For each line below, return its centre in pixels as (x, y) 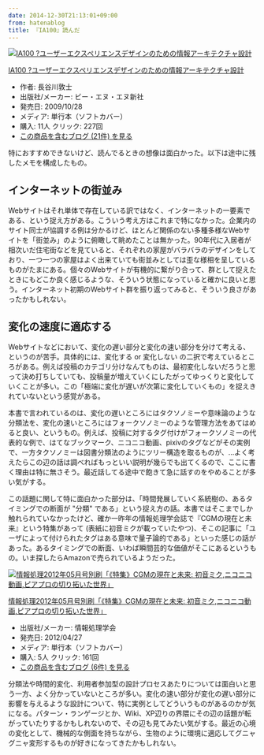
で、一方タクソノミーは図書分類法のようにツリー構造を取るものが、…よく (128, 452)
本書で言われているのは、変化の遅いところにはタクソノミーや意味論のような (132, 413)
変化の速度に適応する (60, 327)
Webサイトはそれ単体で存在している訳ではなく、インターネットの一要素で (129, 210)
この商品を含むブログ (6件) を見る (74, 667)
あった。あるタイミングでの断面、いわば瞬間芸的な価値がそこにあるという (129, 548)
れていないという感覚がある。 (56, 396)
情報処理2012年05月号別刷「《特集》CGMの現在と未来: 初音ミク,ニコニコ (126, 601)
